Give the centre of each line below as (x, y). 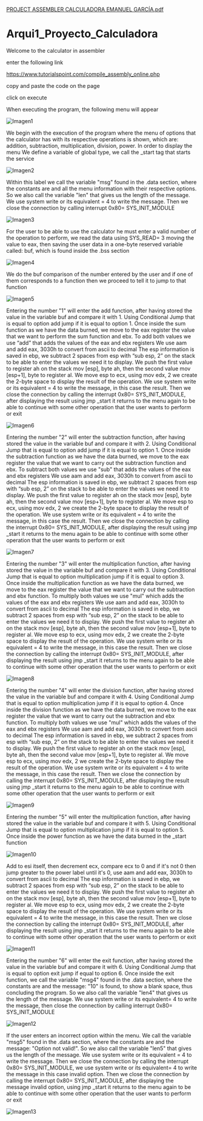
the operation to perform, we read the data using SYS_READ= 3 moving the (100, 238)
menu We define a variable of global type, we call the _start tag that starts (98, 152)
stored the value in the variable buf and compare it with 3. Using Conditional (101, 570)
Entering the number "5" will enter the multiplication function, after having (98, 817)
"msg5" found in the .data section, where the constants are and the (90, 1042)
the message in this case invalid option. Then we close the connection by (98, 1074)
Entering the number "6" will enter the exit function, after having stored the (100, 960)
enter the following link (35, 62)
